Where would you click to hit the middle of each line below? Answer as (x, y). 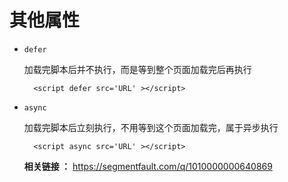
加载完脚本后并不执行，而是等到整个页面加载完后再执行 (137, 69)
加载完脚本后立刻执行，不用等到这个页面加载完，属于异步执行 (151, 127)
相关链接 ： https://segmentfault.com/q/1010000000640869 (148, 166)
